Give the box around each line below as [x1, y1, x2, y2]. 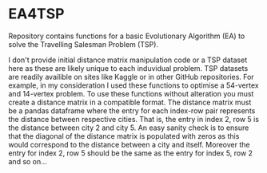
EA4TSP [8, 5, 65, 23]
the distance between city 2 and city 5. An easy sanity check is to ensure [8, 123, 249, 132]
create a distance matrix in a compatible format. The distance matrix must [8, 97, 252, 107]
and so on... [8, 156, 48, 166]
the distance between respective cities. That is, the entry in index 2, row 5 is [8, 114, 260, 124]
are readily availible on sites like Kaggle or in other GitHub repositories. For [8, 72, 254, 81]
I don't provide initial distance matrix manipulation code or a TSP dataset [8, 55, 248, 65]
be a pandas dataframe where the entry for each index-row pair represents [8, 105, 256, 116]
